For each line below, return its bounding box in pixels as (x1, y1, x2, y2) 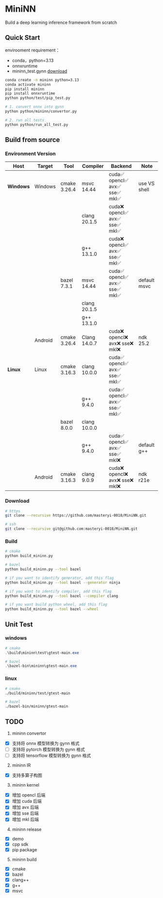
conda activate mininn (5, 82, 51, 87)
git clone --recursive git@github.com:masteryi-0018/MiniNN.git (5, 526, 138, 531)
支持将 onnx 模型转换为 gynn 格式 (12, 740, 80, 746)
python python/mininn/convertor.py (5, 109, 77, 114)
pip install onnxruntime (5, 91, 55, 96)
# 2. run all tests (5, 118, 45, 123)
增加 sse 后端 (12, 810, 39, 816)
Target (37, 163, 53, 170)
